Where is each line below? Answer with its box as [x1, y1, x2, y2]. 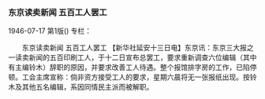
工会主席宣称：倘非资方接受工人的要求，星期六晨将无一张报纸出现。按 [21, 72, 250, 82]
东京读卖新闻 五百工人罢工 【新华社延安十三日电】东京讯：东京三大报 [21, 43, 247, 53]
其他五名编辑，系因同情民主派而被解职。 [21, 82, 154, 92]
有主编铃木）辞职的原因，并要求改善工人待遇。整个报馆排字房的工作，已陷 [8, 63, 250, 72]
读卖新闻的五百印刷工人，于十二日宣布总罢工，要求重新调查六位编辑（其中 [14, 53, 257, 62]
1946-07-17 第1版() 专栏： [8, 26, 92, 36]
